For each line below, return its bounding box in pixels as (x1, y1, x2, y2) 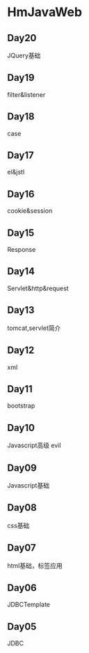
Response (7, 246, 36, 254)
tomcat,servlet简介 (7, 324, 61, 332)
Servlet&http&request (7, 284, 69, 292)
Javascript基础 (7, 481, 50, 489)
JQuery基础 (7, 52, 41, 59)
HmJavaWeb (7, 4, 82, 20)
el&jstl (7, 168, 25, 177)
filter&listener (7, 90, 46, 98)
